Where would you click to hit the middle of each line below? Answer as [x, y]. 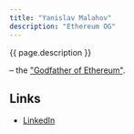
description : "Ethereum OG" [63, 26]
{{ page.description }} [51, 52]
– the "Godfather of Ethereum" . [67, 70]
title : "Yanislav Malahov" [61, 18]
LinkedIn [39, 120]
